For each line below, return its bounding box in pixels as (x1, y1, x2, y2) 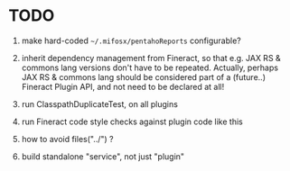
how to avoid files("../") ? (21, 133, 114, 144)
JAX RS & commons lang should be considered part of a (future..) (21, 71, 266, 82)
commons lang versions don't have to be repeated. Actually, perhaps (21, 62, 279, 73)
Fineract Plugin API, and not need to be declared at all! (21, 81, 225, 92)
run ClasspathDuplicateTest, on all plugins (21, 98, 178, 109)
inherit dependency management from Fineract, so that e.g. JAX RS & (21, 52, 281, 63)
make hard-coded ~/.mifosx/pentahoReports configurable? (21, 35, 241, 46)
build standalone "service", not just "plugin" (21, 150, 185, 162)
